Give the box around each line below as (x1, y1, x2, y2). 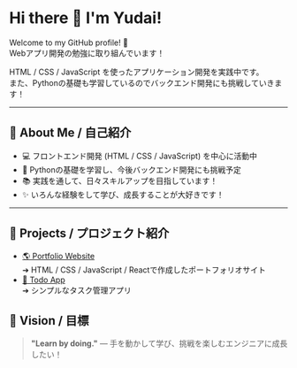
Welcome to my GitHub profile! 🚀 (9, 37, 128, 48)
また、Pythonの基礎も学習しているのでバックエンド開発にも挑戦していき (9, 77, 275, 88)
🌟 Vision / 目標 (9, 313, 89, 328)
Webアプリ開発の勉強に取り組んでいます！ (9, 48, 165, 58)
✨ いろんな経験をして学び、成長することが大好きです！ (21, 189, 225, 200)
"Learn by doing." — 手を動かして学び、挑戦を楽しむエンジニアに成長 (30, 338, 288, 349)
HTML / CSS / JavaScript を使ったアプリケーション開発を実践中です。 (9, 66, 264, 77)
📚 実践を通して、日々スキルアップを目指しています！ (21, 175, 218, 186)
